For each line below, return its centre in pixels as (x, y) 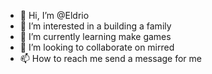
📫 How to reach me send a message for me (110, 58)
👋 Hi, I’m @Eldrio (54, 15)
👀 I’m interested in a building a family (95, 26)
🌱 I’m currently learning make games (95, 36)
